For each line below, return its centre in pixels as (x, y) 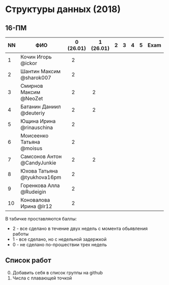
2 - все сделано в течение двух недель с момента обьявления (80, 229)
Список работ (28, 261)
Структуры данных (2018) (63, 9)
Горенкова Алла (40, 185)
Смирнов (32, 86)
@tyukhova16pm (41, 177)
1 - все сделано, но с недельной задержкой (59, 239)
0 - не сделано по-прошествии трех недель (60, 245)
